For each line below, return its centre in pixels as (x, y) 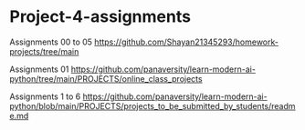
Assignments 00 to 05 (51, 42)
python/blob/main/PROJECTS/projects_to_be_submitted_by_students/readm (152, 105)
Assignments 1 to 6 (45, 96)
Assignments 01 (39, 69)
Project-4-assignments (100, 17)
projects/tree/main (44, 51)
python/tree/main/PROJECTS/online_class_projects (106, 78)
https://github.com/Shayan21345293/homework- (186, 42)
